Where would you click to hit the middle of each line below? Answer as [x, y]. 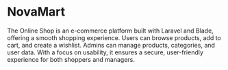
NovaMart [36, 12]
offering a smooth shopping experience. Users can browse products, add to [114, 37]
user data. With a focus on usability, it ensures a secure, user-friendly [105, 52]
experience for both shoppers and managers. [71, 59]
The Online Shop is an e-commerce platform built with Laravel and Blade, [110, 31]
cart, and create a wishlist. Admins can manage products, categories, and [111, 45]
